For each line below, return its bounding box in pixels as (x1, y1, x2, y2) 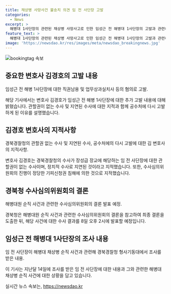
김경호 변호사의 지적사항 (5, 126, 76, 134)
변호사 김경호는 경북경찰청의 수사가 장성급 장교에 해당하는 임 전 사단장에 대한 (5, 157, 158, 163)
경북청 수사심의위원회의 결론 (5, 186, 89, 195)
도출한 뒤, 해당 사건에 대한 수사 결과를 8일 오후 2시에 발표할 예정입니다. (5, 218, 147, 224)
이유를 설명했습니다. (20, 109, 60, 115)
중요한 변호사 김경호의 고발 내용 (5, 72, 98, 80)
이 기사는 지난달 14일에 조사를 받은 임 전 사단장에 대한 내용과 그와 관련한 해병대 (5, 266, 162, 272)
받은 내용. (5, 255, 24, 261)
